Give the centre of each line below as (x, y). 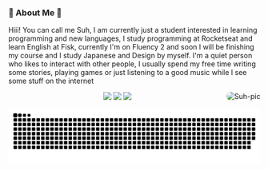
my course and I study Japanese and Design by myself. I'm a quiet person (130, 56)
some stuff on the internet (51, 81)
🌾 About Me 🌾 (35, 13)
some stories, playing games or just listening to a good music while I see (128, 73)
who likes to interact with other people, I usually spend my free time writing (132, 64)
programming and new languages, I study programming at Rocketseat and (131, 38)
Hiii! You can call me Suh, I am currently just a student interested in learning (133, 30)
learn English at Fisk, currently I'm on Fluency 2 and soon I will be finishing (131, 47)
